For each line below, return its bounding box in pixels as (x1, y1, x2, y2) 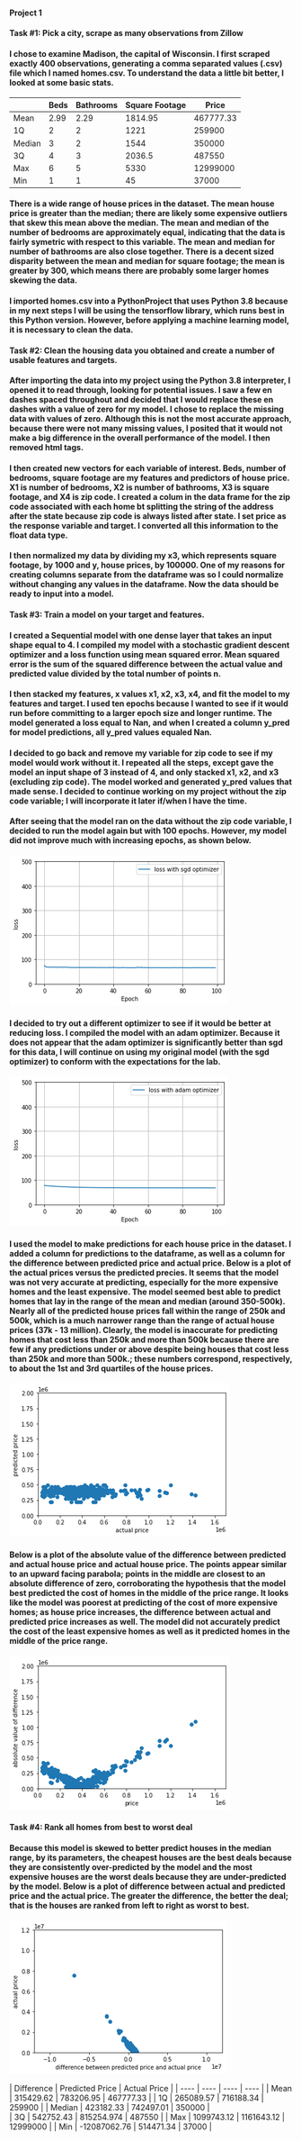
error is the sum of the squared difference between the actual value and (9, 658, 283, 669)
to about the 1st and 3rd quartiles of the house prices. (9, 1363, 214, 1374)
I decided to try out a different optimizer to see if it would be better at (9, 1018, 271, 1029)
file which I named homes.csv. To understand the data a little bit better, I (9, 68, 285, 78)
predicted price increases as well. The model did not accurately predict (9, 1617, 280, 1628)
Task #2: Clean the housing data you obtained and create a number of (9, 345, 276, 356)
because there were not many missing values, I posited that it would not (9, 423, 283, 434)
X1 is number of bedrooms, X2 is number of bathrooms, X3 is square (9, 482, 270, 493)
